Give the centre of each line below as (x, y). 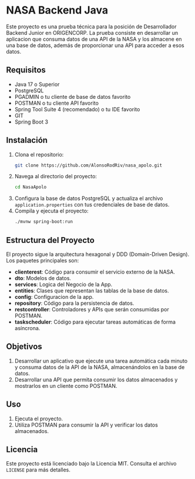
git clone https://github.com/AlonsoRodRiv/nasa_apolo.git (88, 165)
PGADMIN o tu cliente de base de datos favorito (73, 97)
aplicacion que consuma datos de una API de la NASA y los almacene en (94, 39)
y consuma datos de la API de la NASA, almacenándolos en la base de (100, 367)
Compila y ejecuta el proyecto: (51, 211)
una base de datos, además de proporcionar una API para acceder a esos (95, 45)
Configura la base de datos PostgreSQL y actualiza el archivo (89, 198)
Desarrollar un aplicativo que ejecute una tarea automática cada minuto (101, 361)
